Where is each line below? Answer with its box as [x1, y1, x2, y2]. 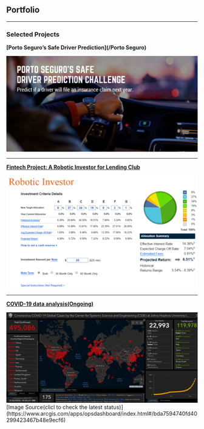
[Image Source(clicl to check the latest [6, 403, 103, 411]
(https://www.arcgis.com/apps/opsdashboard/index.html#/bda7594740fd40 [6, 410, 197, 417]
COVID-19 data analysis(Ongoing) [6, 300, 94, 307]
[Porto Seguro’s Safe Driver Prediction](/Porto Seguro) [6, 44, 147, 51]
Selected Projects [6, 30, 59, 38]
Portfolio [6, 5, 40, 15]
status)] [104, 403, 123, 411]
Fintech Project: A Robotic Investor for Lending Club [6, 163, 141, 171]
